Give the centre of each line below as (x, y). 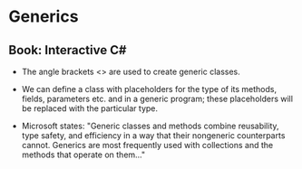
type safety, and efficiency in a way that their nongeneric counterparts (153, 136)
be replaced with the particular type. (90, 108)
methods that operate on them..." (83, 155)
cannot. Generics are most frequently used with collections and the (147, 145)
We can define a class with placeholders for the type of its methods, (149, 89)
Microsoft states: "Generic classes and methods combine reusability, (150, 126)
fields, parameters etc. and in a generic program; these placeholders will (157, 99)
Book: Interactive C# (68, 50)
